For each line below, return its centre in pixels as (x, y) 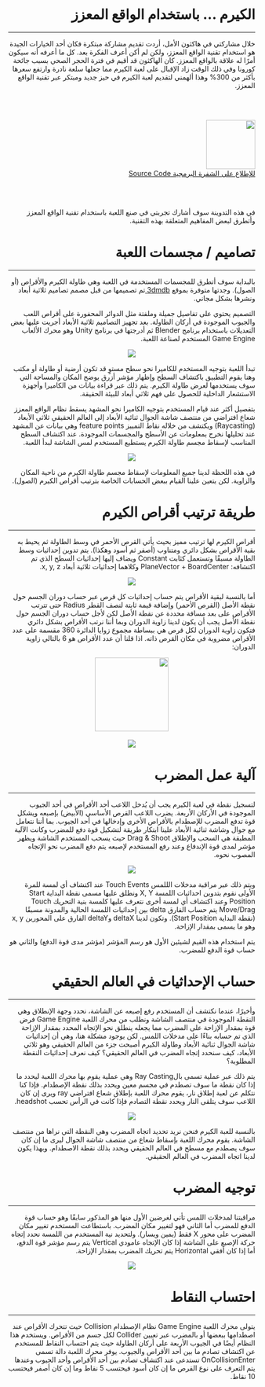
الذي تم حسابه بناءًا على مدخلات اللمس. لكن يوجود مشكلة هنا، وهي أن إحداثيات (140, 1036)
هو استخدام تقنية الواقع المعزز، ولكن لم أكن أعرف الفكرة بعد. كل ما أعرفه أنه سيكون (132, 52)
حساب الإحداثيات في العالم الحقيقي (153, 981)
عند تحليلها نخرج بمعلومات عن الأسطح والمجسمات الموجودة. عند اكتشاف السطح (138, 433)
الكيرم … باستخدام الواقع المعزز (163, 15)
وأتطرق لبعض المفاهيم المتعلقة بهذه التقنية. (192, 220)
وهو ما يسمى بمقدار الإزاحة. (215, 926)
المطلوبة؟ (241, 1061)
